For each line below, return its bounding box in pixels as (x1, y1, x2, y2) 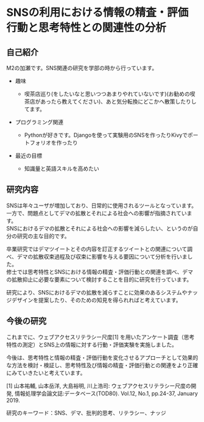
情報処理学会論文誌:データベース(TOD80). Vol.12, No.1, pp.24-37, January (14, 390, 198, 397)
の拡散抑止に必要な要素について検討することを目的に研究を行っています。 (6, 276, 192, 283)
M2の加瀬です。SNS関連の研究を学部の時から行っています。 (6, 65, 158, 71)
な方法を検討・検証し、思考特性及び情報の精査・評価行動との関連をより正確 (6, 361, 199, 369)
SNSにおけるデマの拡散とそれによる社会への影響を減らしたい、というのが (6, 224, 193, 232)
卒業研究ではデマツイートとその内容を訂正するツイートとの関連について (6, 245, 188, 252)
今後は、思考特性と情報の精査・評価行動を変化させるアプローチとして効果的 (6, 354, 199, 361)
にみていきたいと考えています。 (6, 369, 86, 376)
